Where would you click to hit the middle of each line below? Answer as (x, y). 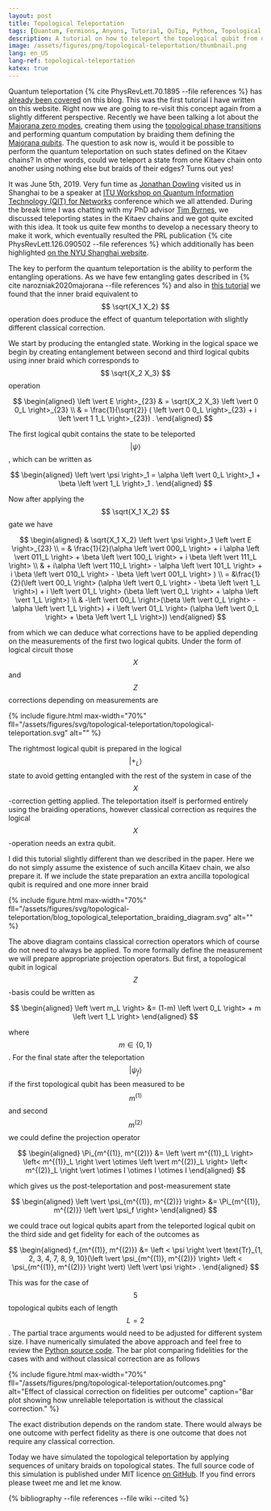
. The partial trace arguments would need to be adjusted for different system (135, 1333)
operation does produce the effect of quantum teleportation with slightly (128, 318)
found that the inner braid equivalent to (73, 293)
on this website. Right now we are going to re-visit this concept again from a (135, 108)
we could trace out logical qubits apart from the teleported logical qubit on (132, 1226)
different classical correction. (57, 327)
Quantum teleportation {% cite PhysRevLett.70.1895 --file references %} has (135, 91)
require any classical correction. (62, 1441)
